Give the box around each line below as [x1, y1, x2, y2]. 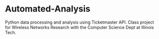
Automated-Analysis [5, 3, 91, 14]
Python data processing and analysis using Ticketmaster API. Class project [5, 19, 154, 25]
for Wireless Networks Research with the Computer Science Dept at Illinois [5, 24, 154, 30]
